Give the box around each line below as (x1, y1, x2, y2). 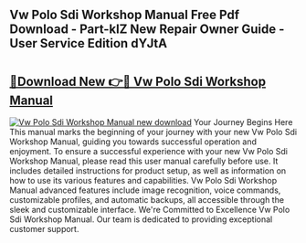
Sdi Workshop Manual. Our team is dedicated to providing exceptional (9, 214, 273, 225)
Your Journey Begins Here (193, 117, 293, 127)
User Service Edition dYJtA (9, 36, 167, 51)
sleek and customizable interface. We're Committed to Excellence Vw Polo (9, 205, 290, 215)
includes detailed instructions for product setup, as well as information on (9, 165, 287, 176)
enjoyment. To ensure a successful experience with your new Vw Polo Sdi (9, 146, 288, 156)
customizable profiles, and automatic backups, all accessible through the (9, 195, 285, 205)
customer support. (9, 224, 79, 234)
